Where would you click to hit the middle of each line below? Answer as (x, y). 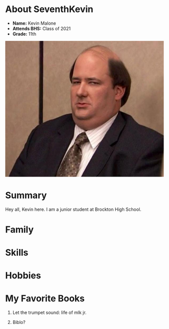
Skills (17, 252)
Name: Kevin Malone (34, 23)
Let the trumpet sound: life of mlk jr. (50, 312)
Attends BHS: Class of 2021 (41, 28)
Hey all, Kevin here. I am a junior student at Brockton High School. (73, 209)
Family (20, 229)
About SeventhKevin (49, 9)
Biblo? (19, 322)
